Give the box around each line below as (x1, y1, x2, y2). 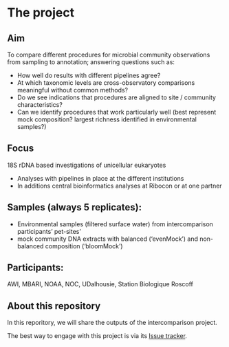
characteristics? (17, 101, 63, 108)
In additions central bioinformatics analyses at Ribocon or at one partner (17, 181, 222, 190)
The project (7, 5, 74, 21)
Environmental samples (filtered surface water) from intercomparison (17, 219, 213, 228)
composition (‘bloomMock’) (45, 241, 123, 250)
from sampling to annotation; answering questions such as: (7, 58, 175, 66)
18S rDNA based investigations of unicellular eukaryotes (7, 161, 166, 169)
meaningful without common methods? (17, 86, 129, 94)
